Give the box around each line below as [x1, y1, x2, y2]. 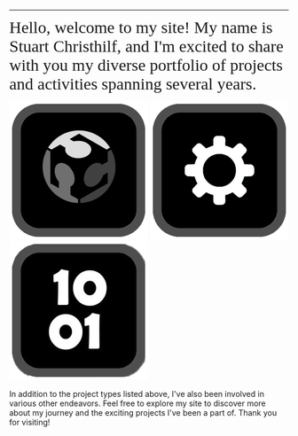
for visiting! [9, 417, 51, 427]
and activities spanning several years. [9, 74, 257, 93]
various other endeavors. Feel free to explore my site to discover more [9, 398, 266, 409]
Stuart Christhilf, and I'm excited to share [9, 36, 284, 56]
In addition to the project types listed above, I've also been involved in [9, 389, 264, 399]
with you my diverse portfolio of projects [9, 55, 284, 74]
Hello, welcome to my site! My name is [9, 18, 273, 36]
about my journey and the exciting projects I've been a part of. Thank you [9, 408, 278, 417]
